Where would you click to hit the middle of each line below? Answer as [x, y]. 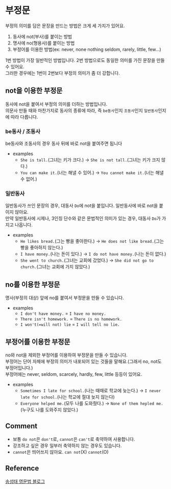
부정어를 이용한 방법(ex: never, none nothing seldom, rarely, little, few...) [87, 49]
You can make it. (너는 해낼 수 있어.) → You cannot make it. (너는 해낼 [92, 173]
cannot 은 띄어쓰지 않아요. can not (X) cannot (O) [60, 452]
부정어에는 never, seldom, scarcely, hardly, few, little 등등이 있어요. [74, 374]
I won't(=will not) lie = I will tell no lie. [70, 324]
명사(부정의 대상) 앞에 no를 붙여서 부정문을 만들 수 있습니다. [65, 298]
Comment [21, 426]
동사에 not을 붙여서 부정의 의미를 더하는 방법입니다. [56, 104]
